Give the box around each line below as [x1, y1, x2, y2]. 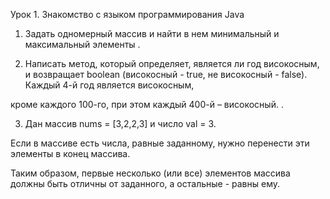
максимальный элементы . [24, 39, 141, 50]
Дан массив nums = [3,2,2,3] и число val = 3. [24, 118, 217, 129]
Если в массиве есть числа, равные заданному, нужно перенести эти [10, 137, 310, 149]
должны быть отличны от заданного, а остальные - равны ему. [10, 178, 281, 189]
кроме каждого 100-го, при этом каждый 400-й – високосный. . [10, 99, 284, 110]
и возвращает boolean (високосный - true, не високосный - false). [24, 69, 308, 80]
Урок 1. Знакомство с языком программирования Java [10, 9, 245, 20]
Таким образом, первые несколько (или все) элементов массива [10, 167, 291, 179]
